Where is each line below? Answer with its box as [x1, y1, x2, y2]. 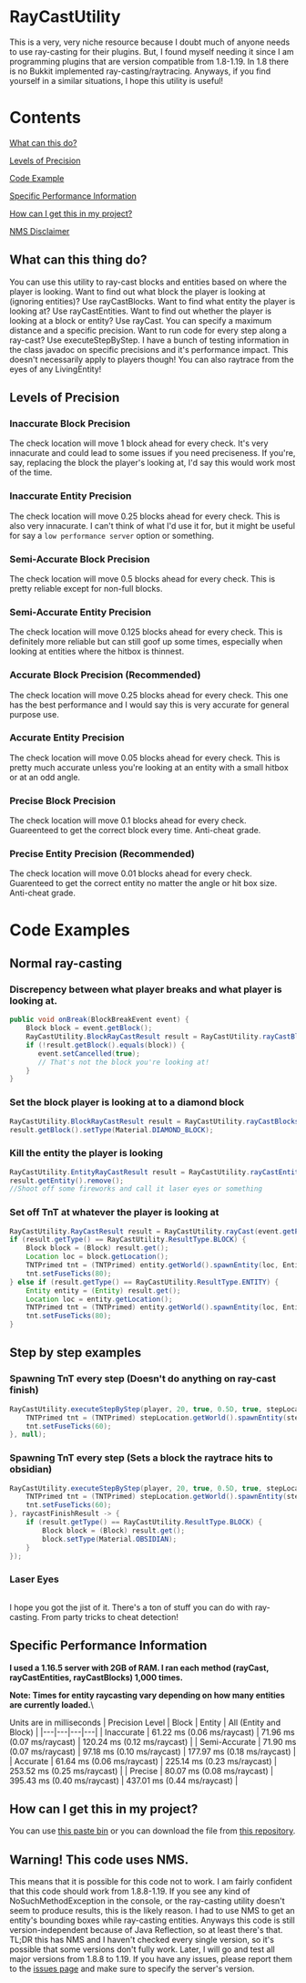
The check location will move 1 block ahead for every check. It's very [9, 438, 269, 449]
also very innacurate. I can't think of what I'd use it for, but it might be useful [9, 520, 296, 531]
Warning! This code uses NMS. [9, 1852, 189, 1867]
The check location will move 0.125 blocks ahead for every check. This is [9, 626, 283, 637]
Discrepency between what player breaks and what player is [9, 983, 282, 996]
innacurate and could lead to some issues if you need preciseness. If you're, [9, 448, 296, 459]
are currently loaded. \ [9, 1699, 94, 1710]
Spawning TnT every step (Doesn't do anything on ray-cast [9, 1372, 276, 1385]
